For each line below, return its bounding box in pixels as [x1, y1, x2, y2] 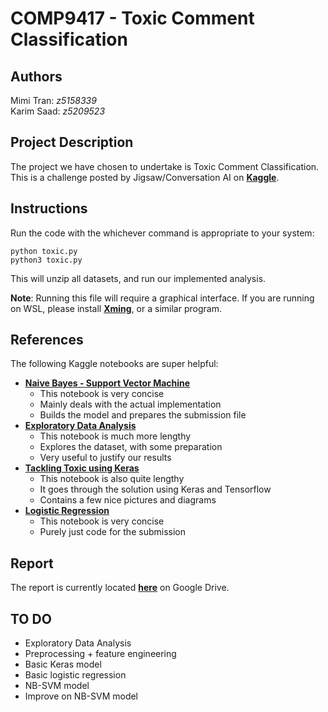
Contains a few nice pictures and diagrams [39, 494, 217, 506]
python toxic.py [10, 246, 78, 256]
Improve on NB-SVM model [24, 690, 139, 702]
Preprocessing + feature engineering [24, 648, 177, 660]
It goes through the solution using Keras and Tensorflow [39, 483, 272, 496]
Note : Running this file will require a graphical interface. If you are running [10, 292, 315, 304]
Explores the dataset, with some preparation [39, 441, 223, 453]
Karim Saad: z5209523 [10, 105, 106, 117]
